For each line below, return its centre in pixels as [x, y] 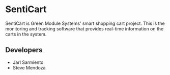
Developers [24, 50]
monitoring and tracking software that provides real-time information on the [84, 28]
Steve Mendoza [29, 67]
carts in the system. [26, 34]
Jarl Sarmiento [28, 62]
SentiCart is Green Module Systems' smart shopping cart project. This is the [85, 23]
